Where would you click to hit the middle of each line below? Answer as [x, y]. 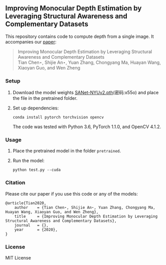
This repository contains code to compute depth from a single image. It [79, 36]
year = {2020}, [36, 230]
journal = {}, [32, 225]
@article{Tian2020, [26, 203]
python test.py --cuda [37, 170]
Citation [15, 183]
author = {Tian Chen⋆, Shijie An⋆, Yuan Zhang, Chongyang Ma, [85, 207]
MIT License [18, 258]
